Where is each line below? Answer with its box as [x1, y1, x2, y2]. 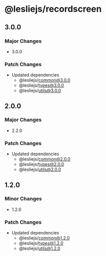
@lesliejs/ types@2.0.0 [19, 162, 64, 167]
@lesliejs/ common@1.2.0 [19, 235, 70, 241]
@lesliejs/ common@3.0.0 [19, 77, 70, 83]
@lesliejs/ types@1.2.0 [19, 240, 64, 246]
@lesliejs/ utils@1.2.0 [19, 246, 61, 252]
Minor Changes [4, 195, 42, 202]
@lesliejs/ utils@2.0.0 [19, 166, 62, 172]
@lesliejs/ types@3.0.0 [19, 82, 64, 89]
